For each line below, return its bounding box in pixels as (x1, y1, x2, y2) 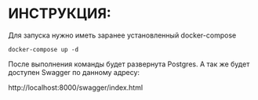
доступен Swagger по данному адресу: (8, 67, 140, 77)
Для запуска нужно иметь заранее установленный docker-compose (8, 30, 237, 40)
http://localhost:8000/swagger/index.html (8, 83, 144, 92)
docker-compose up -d (8, 45, 79, 53)
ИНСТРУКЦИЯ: (8, 5, 111, 23)
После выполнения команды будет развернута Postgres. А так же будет (8, 59, 250, 69)
